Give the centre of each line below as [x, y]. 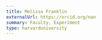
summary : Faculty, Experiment [43, 22]
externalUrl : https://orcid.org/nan [51, 17]
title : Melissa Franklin [37, 11]
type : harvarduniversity [37, 28]
